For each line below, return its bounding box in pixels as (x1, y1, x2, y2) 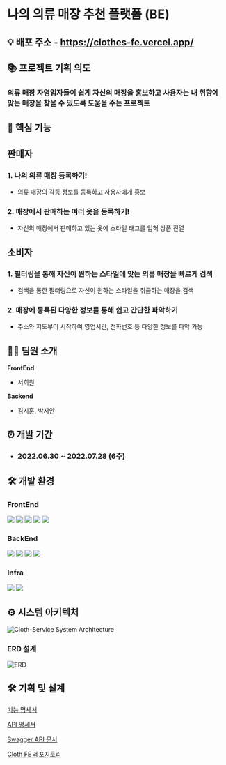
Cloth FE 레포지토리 (7, 750, 61, 758)
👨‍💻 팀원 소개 (7, 344, 58, 356)
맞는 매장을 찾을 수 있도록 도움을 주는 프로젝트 (7, 98, 151, 108)
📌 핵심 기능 (7, 122, 52, 134)
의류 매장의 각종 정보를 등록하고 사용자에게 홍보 (17, 188, 146, 196)
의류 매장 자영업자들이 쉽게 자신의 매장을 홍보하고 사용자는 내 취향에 (7, 88, 219, 98)
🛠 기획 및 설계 (7, 683, 65, 695)
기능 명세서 (7, 705, 38, 713)
